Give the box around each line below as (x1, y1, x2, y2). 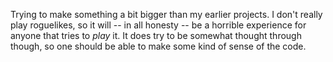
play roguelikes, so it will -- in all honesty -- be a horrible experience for (10, 19, 307, 31)
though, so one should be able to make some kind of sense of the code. (10, 40, 307, 52)
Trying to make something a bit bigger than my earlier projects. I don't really (10, 9, 323, 20)
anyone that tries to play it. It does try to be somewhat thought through (10, 30, 302, 41)
